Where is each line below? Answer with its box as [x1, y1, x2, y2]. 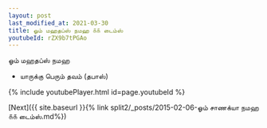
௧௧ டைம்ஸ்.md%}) [8, 112, 67, 122]
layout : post [8, 11, 52, 20]
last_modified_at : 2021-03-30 [8, 19, 109, 27]
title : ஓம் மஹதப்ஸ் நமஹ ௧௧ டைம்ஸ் [8, 26, 124, 34]
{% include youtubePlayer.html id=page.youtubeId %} [8, 87, 186, 97]
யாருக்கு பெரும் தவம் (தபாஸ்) [19, 72, 109, 81]
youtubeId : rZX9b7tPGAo [8, 33, 88, 42]
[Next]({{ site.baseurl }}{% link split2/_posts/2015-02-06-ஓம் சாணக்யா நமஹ [8, 103, 259, 112]
